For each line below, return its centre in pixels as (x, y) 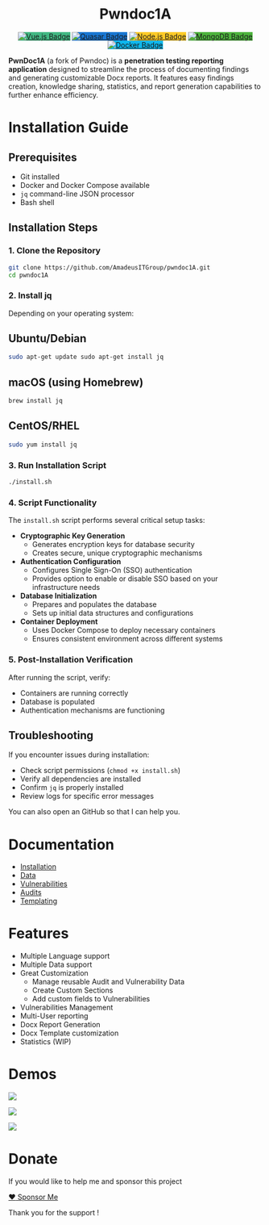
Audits (31, 893)
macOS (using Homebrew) (76, 382)
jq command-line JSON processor (77, 194)
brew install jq (35, 401)
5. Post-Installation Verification (71, 660)
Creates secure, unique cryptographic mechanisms (117, 553)
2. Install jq (30, 295)
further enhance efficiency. (54, 94)
